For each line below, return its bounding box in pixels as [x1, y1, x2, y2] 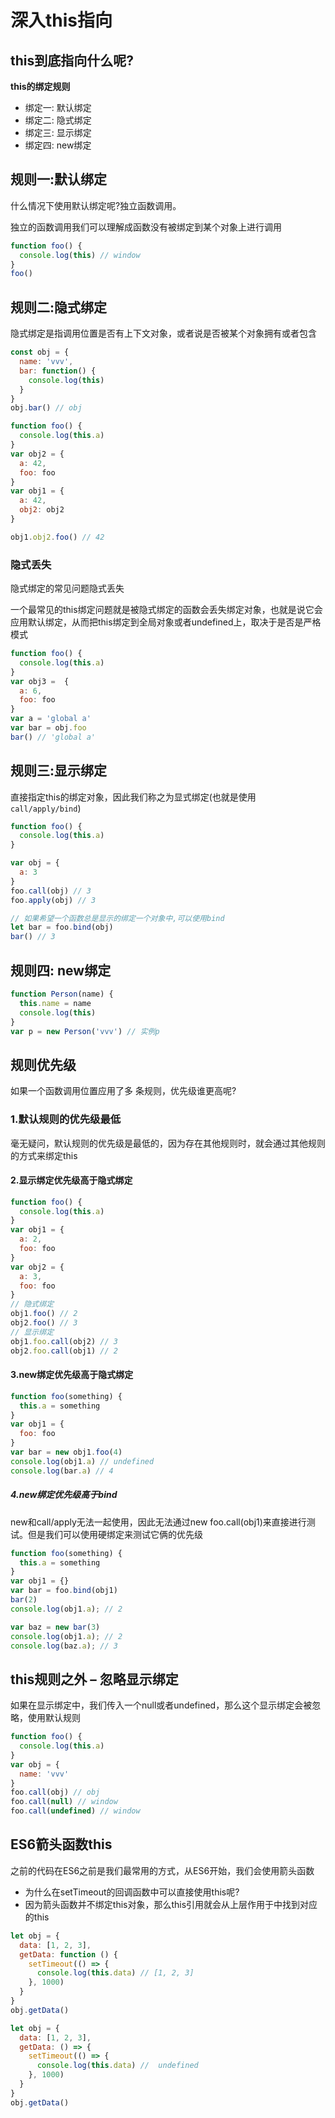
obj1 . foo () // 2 [10, 1309, 78, 1319]
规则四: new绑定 [10, 962, 112, 979]
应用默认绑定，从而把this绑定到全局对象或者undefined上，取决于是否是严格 [10, 616, 322, 628]
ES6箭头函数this [10, 1836, 113, 1853]
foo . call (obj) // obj [10, 1787, 101, 1798]
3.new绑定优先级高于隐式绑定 [10, 1369, 134, 1381]
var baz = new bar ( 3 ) [10, 1622, 101, 1632]
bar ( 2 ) [10, 1595, 38, 1605]
